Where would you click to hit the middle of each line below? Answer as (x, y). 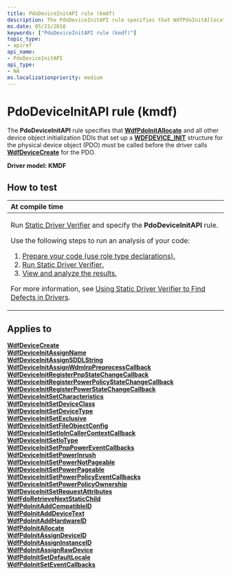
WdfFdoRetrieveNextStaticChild (54, 499)
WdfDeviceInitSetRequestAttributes (60, 491)
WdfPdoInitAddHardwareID (47, 521)
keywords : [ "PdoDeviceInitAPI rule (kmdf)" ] (72, 33)
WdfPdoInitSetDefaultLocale (49, 557)
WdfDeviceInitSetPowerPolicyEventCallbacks (74, 477)
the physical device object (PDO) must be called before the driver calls (107, 145)
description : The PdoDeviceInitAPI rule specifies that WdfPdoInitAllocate (118, 20)
